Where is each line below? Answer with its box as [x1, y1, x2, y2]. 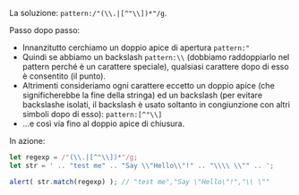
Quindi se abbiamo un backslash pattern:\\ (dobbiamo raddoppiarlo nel [21, 52, 290, 62]
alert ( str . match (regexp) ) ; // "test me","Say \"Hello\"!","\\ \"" [9, 177, 270, 186]
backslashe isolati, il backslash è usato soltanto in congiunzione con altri [21, 99, 291, 110]
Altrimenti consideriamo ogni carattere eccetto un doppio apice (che [21, 81, 275, 90]
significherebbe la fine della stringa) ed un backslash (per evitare [21, 89, 262, 100]
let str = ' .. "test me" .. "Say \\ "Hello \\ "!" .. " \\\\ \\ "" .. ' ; [9, 161, 275, 170]
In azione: [9, 136, 46, 146]
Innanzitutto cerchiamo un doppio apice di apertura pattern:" [21, 42, 251, 53]
